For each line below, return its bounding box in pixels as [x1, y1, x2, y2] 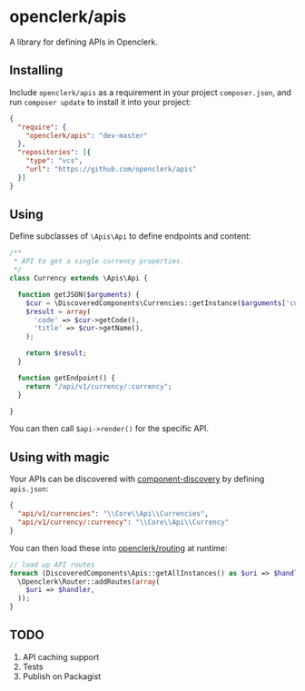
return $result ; [25, 349, 88, 358]
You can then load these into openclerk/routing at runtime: [9, 542, 229, 553]
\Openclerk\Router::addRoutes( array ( [17, 577, 161, 587]
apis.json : [9, 483, 49, 494]
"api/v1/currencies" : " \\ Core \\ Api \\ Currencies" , [17, 509, 209, 518]
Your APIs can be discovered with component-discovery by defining [9, 474, 265, 485]
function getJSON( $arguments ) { [17, 290, 141, 299]
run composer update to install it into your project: [9, 96, 192, 107]
